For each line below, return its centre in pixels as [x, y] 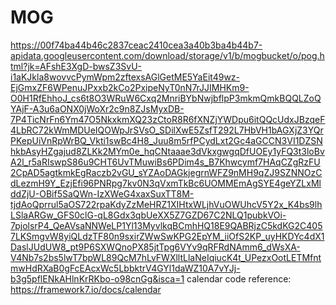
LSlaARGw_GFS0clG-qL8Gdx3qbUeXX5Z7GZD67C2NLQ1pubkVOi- [148, 215]
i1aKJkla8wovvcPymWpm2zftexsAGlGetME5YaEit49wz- [125, 77]
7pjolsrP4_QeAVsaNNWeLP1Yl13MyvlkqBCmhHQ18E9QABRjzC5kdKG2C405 [166, 225]
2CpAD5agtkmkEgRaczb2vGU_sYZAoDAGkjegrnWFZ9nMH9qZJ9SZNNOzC [166, 172]
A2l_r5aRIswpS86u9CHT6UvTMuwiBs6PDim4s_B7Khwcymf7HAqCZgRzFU [165, 162]
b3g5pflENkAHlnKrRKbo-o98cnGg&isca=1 [97, 278]
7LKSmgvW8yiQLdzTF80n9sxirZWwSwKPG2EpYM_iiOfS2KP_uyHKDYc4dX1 [167, 236]
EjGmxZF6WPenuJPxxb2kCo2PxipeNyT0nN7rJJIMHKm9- [130, 87]
